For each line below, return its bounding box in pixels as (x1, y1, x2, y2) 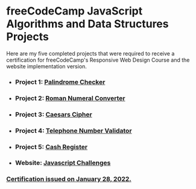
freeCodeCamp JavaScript (6, 4, 143, 18)
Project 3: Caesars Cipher (14, 110, 92, 118)
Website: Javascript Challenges (14, 159, 111, 167)
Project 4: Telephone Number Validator (14, 126, 132, 135)
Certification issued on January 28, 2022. (6, 175, 131, 184)
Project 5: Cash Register (14, 143, 88, 151)
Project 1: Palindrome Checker (14, 77, 106, 86)
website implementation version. (6, 62, 87, 70)
